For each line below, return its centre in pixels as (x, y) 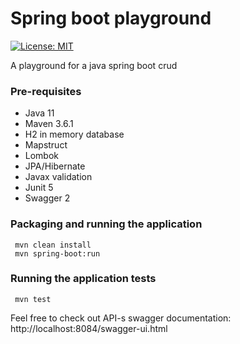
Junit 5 (39, 188)
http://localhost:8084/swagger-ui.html (89, 328)
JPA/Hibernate (55, 166)
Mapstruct (46, 145)
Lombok (42, 156)
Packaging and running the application (106, 224)
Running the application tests (83, 279)
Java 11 (39, 113)
